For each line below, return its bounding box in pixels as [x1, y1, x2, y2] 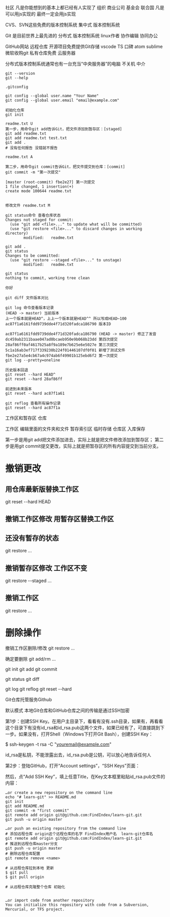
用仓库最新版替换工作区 [5, 485, 79, 494]
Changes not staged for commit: [5, 217, 74, 222]
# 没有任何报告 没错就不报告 [5, 145, 58, 150]
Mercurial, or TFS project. [5, 907, 65, 912]
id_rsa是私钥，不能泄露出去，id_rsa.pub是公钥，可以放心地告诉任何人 [5, 751, 152, 758]
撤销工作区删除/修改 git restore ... [5, 645, 75, 651]
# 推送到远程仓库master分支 [5, 841, 58, 846]
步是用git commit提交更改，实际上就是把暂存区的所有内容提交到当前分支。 [5, 443, 161, 449]
